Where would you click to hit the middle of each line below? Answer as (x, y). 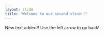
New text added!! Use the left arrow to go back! (52, 27)
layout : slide (19, 9)
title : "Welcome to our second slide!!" (46, 14)
